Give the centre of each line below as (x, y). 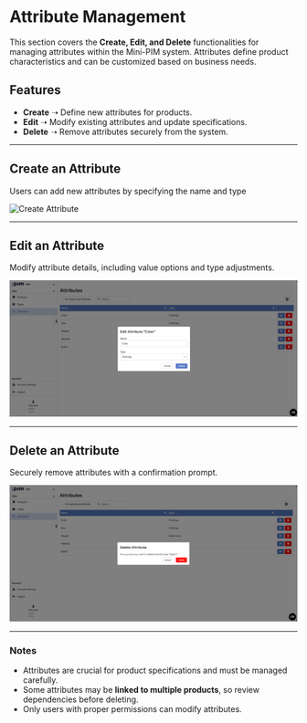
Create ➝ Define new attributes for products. (107, 112)
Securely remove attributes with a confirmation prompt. (114, 473)
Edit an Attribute (57, 245)
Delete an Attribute (64, 451)
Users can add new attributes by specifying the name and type (128, 191)
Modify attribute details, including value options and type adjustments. (142, 267)
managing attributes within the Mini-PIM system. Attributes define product (149, 51)
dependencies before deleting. (80, 699)
